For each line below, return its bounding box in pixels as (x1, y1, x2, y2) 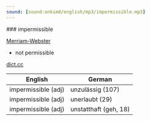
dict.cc (6, 60, 24, 68)
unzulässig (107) (70, 85, 120, 94)
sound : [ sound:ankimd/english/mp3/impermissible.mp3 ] (6, 8, 146, 15)
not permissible (15, 49, 55, 56)
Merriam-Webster (6, 37, 51, 44)
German (88, 75, 113, 83)
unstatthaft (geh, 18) (70, 105, 130, 113)
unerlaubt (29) (70, 95, 113, 103)
